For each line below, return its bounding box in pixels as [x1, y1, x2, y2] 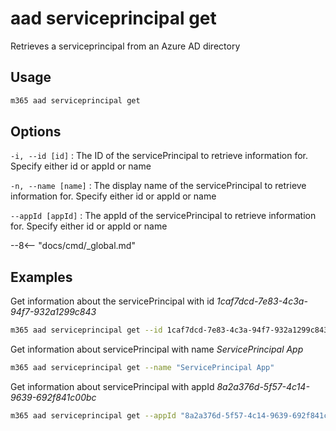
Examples [10, 268, 73, 286]
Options [10, 123, 62, 141]
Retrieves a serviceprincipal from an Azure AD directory [10, 40, 241, 52]
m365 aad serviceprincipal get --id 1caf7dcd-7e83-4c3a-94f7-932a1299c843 [10, 325, 329, 336]
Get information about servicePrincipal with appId [10, 381, 215, 392]
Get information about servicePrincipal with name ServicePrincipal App [10, 343, 304, 356]
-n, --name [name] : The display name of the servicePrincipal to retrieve [10, 180, 307, 192]
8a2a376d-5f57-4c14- [216, 381, 310, 392]
